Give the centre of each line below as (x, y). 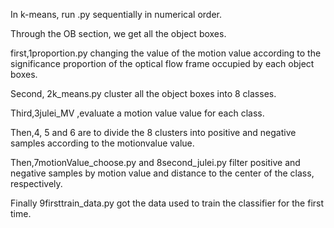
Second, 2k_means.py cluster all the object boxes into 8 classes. (143, 93)
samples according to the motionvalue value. (102, 143)
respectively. (36, 183)
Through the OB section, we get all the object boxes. (118, 33)
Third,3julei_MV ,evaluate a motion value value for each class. (137, 113)
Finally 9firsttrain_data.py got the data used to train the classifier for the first (167, 203)
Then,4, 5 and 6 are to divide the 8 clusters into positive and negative (153, 132)
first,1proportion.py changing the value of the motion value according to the (166, 53)
